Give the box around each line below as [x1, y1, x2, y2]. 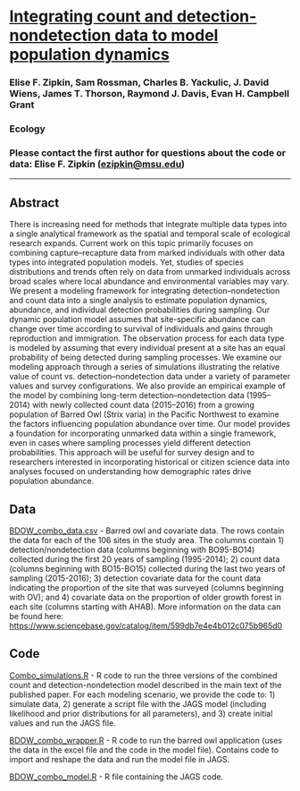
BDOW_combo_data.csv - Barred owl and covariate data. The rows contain [9, 525, 285, 536]
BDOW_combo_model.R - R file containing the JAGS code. [9, 771, 224, 782]
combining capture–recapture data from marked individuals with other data [9, 248, 286, 259]
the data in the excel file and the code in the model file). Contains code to [9, 744, 279, 755]
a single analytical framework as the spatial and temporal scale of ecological [9, 228, 291, 239]
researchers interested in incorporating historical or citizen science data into [9, 456, 290, 467]
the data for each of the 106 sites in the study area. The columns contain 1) [9, 534, 285, 545]
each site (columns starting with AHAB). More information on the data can [9, 601, 281, 612]
